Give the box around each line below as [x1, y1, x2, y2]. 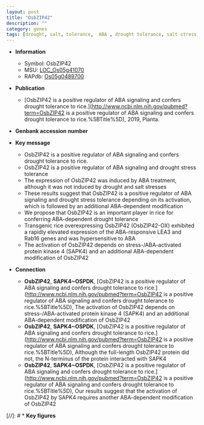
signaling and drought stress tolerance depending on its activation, [24, 196, 192, 203]
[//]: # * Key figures [6, 412, 56, 420]
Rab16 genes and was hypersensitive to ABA [24, 235, 136, 242]
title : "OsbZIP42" [6, 15, 53, 21]
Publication [15, 84, 45, 92]
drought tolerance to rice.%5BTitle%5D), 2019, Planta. [24, 116, 160, 123]
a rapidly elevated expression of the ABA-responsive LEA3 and [24, 228, 182, 236]
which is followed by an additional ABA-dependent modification [24, 203, 183, 210]
